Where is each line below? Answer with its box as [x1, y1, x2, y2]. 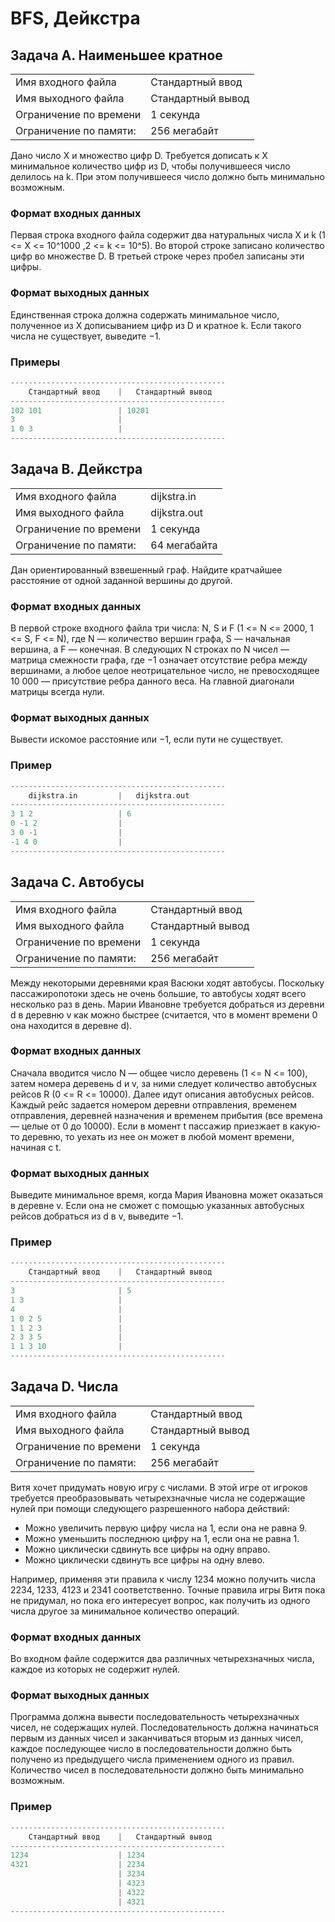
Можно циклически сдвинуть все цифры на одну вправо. [24, 1543, 271, 1555]
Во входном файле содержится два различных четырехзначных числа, [10, 1653, 315, 1665]
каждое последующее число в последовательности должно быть [10, 1743, 293, 1755]
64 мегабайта [150, 538, 218, 552]
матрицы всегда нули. [10, 686, 105, 698]
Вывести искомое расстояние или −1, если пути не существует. [10, 733, 283, 746]
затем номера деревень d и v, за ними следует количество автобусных [10, 1077, 318, 1089]
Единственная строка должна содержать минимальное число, [10, 308, 280, 321]
